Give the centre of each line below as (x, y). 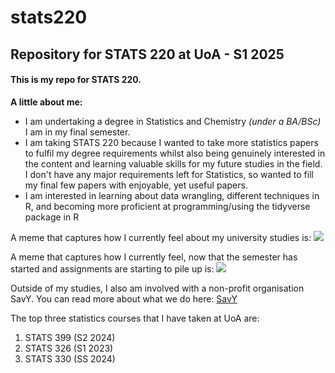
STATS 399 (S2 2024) (70, 337)
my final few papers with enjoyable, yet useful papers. (136, 185)
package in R (52, 217)
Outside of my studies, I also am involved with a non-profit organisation (157, 288)
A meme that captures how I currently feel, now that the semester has (154, 257)
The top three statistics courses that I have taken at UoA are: (135, 318)
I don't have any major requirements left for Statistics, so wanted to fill (169, 174)
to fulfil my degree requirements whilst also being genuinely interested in (175, 153)
